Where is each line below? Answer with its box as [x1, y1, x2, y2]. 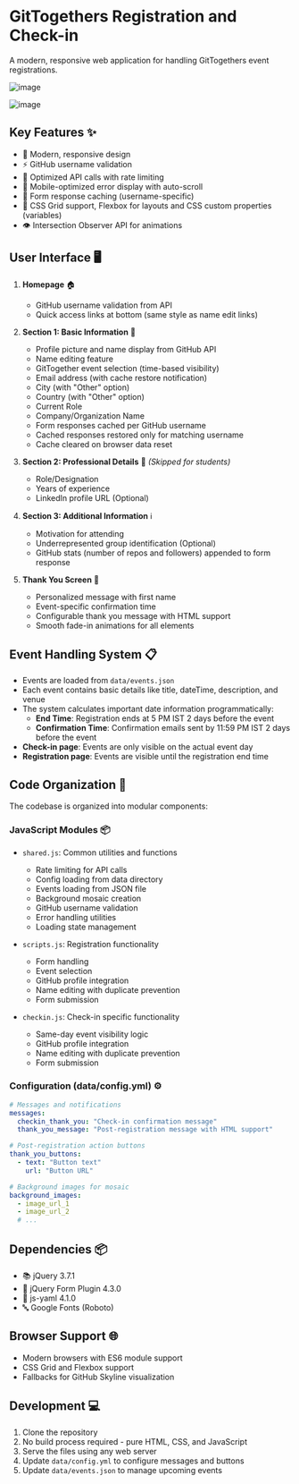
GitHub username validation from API [35, 300, 172, 310]
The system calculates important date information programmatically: [21, 704, 274, 715]
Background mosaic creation [35, 893, 142, 904]
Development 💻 [9, 1398, 101, 1414]
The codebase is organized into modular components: [9, 801, 208, 811]
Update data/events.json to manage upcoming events [21, 1464, 223, 1475]
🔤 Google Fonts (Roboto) [21, 1302, 114, 1312]
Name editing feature [35, 353, 114, 364]
